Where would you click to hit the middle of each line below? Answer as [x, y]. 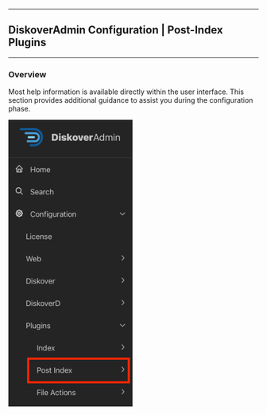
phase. [19, 109]
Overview [27, 74]
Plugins [27, 43]
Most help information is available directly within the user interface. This [126, 92]
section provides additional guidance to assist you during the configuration [131, 100]
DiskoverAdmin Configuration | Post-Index [116, 30]
